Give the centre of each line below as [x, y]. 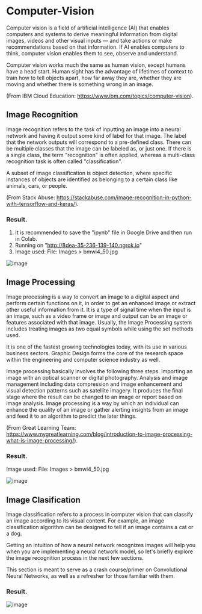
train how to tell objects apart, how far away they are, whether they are [94, 78]
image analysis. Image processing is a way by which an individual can [93, 403]
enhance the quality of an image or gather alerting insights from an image [97, 409]
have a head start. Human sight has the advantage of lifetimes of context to [100, 71]
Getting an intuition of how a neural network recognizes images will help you [101, 545]
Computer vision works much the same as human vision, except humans [96, 65]
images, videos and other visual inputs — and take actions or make [89, 40]
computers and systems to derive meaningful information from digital [92, 34]
